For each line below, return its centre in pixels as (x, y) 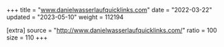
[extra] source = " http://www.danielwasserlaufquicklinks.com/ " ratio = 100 (112, 30)
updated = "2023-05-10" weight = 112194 (65, 17)
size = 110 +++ (27, 37)
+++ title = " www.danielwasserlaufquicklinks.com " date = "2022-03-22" (109, 10)
